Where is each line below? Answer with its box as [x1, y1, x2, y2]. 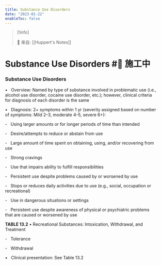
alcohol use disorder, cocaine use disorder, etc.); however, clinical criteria [5, 92, 152, 98]
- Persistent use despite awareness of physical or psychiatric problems [5, 207, 149, 213]
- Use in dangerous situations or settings [5, 197, 89, 203]
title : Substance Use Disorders [5, 7, 70, 12]
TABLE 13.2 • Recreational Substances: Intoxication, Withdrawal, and [5, 221, 143, 227]
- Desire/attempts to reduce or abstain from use [5, 131, 103, 136]
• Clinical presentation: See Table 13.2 [5, 254, 84, 260]
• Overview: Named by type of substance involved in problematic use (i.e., [5, 87, 157, 93]
